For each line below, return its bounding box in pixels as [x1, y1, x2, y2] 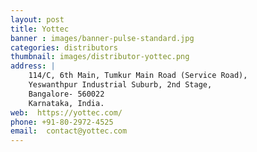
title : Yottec [10, 24, 70, 34]
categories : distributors [10, 42, 118, 53]
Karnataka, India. [28, 98, 105, 108]
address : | [10, 61, 56, 71]
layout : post [10, 14, 65, 25]
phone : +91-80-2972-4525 [10, 117, 114, 127]
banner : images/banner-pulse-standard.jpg [10, 33, 195, 43]
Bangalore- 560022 [28, 89, 105, 99]
